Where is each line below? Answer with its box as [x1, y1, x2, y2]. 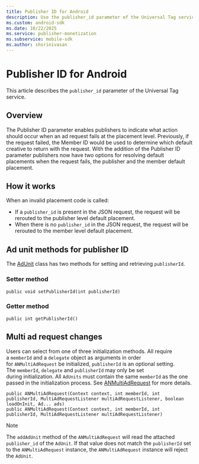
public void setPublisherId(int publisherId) [6, 288, 120, 294]
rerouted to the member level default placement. [14, 227, 133, 234]
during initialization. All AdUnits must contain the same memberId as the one [6, 373, 188, 380]
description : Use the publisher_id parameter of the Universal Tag [6, 14, 176, 20]
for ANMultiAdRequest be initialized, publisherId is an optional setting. [6, 360, 175, 367]
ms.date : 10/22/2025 [6, 25, 57, 31]
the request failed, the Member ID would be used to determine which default [6, 139, 192, 146]
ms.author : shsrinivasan [6, 42, 68, 48]
